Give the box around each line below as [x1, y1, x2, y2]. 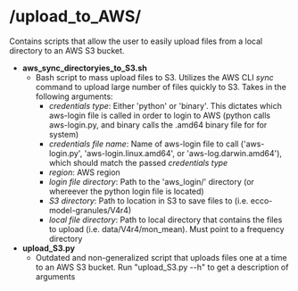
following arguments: [35, 91, 113, 102]
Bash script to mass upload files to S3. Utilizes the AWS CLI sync [35, 71, 274, 82]
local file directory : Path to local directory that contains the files [48, 214, 283, 225]
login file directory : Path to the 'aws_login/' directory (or [48, 176, 254, 187]
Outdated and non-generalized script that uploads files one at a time [35, 252, 287, 262]
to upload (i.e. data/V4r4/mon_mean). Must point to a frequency [48, 223, 285, 234]
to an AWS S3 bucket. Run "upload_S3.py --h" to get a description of [35, 262, 289, 272]
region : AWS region [48, 167, 120, 178]
